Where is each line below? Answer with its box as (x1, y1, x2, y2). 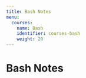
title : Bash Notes (6, 8, 51, 15)
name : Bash (16, 25, 44, 31)
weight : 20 (16, 36, 44, 42)
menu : (6, 14, 19, 20)
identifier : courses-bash (16, 31, 81, 37)
